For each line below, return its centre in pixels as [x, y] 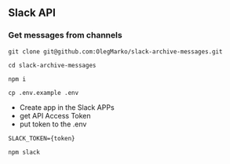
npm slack [24, 152]
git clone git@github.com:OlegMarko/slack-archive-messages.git [115, 51]
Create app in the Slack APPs [67, 107]
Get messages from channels [66, 35]
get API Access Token [55, 115]
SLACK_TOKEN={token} [42, 138]
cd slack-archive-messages [52, 65]
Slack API [32, 13]
